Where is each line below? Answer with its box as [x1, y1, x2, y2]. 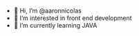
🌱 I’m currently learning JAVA [13, 21, 98, 29]
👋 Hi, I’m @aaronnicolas [13, 7, 82, 15]
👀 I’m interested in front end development [13, 14, 133, 22]
